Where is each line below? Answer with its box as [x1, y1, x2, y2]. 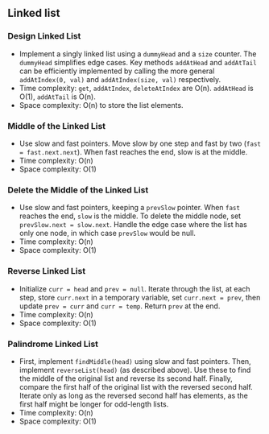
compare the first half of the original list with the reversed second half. [19, 382, 253, 391]
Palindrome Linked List [7, 338, 98, 349]
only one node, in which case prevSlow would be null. [19, 229, 197, 238]
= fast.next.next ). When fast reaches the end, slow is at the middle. [19, 147, 248, 156]
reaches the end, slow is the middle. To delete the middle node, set [19, 211, 242, 221]
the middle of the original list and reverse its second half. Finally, [19, 374, 233, 383]
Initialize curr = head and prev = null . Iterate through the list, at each [19, 283, 250, 293]
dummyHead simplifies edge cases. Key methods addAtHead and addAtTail [19, 57, 257, 67]
